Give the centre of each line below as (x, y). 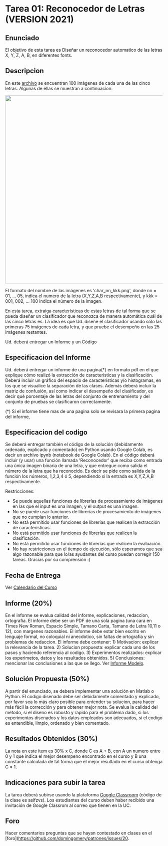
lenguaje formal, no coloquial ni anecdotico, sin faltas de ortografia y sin (79, 637)
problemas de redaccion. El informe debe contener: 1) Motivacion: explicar (82, 642)
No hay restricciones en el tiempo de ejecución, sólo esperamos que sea (87, 549)
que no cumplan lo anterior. (41, 517)
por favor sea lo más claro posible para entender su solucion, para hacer (80, 702)
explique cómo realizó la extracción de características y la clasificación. (79, 375)
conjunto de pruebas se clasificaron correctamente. (58, 401)
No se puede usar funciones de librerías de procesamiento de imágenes (87, 512)
